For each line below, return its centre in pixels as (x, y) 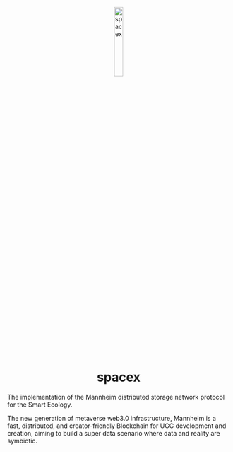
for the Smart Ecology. (40, 405)
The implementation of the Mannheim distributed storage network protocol (116, 397)
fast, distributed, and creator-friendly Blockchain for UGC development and (117, 426)
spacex (119, 377)
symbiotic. (22, 441)
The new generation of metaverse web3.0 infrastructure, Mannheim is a (112, 418)
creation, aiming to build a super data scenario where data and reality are (114, 433)
